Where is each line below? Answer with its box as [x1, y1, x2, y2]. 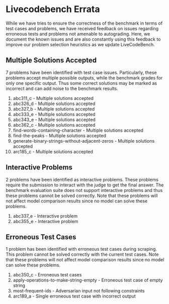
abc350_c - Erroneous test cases [13, 272, 82, 278]
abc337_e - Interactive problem [13, 213, 77, 219]
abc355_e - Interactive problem [13, 218, 78, 224]
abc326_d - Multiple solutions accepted [13, 100, 96, 107]
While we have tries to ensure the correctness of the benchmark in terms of [6, 20, 163, 26]
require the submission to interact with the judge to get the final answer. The [6, 182, 164, 188]
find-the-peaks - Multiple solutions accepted [13, 132, 106, 139]
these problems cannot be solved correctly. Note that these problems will [6, 192, 158, 198]
